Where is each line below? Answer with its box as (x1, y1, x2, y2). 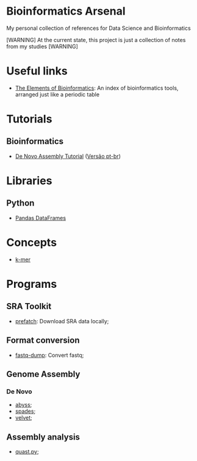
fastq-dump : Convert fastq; (15, 351, 84, 359)
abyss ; (15, 401, 32, 409)
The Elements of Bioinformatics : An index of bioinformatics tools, (15, 84, 179, 91)
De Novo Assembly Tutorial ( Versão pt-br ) (15, 152, 121, 160)
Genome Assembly (6, 369, 81, 379)
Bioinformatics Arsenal (6, 4, 126, 18)
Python (6, 198, 35, 209)
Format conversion (6, 335, 80, 346)
